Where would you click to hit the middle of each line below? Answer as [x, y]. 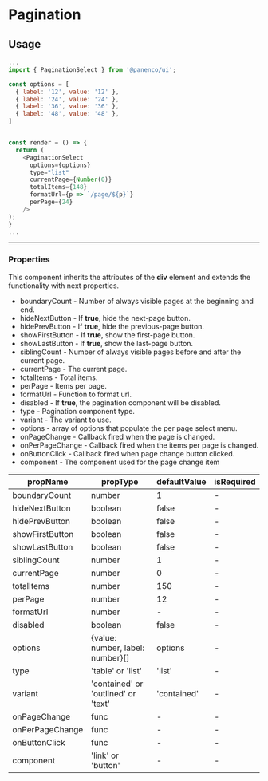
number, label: [118, 648]
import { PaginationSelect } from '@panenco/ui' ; [93, 69]
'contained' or [117, 684]
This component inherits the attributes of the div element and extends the [130, 277]
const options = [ [39, 84]
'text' [100, 704]
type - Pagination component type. [77, 411]
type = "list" [49, 172]
